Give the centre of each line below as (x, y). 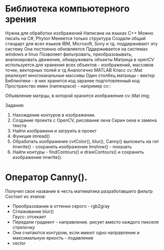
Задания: (15, 105)
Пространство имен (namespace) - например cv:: (58, 86)
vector (19, 243)
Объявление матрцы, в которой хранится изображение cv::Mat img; (78, 96)
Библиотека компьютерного (67, 9)
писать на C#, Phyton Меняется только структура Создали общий (76, 38)
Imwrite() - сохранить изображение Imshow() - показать (72, 146)
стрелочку (24, 227)
